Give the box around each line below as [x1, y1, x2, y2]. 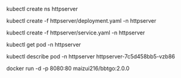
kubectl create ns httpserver [6, 6, 79, 12]
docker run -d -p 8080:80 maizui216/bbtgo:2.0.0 [6, 64, 130, 72]
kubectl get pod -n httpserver [6, 41, 82, 48]
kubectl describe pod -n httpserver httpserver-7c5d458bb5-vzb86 [6, 53, 175, 60]
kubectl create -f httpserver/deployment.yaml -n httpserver [6, 17, 156, 24]
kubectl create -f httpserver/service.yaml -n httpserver [6, 29, 145, 36]
